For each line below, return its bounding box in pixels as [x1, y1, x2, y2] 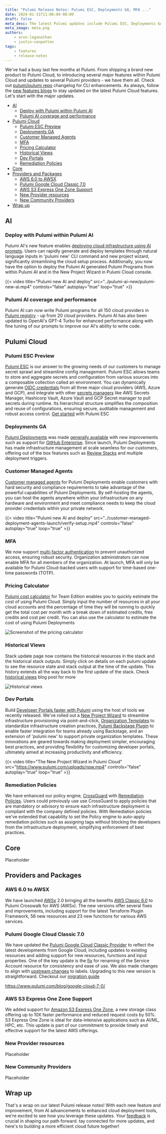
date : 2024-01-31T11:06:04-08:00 [5, 12, 74, 17]
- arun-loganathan [14, 35, 52, 40]
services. [5, 918, 24, 924]
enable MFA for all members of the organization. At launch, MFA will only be [5, 559, 160, 565]
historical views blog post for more [5, 674, 76, 680]
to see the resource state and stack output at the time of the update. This [5, 663, 154, 669]
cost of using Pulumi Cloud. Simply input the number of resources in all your [5, 599, 161, 605]
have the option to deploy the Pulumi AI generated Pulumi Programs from [5, 264, 154, 270]
